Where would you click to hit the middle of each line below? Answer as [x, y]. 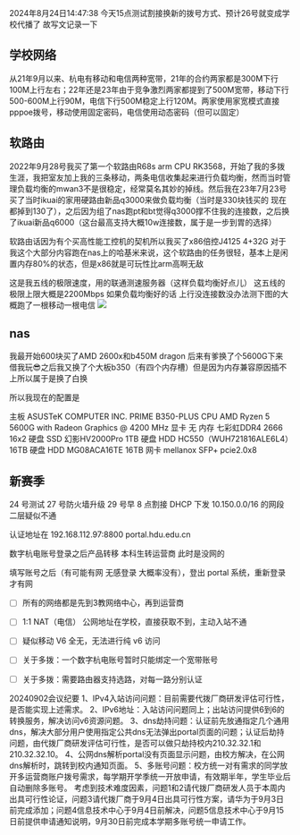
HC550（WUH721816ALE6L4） [233, 439]
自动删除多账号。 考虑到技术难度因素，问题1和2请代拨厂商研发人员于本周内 [147, 788]
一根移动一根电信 [64, 305]
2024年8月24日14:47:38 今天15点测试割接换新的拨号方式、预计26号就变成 [146, 13]
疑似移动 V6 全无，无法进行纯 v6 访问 [91, 641]
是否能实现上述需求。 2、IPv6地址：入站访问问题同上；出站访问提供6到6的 [147, 709]
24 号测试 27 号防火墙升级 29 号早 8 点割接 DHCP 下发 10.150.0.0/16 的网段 [147, 505]
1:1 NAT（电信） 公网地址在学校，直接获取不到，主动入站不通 [134, 622]
